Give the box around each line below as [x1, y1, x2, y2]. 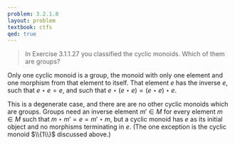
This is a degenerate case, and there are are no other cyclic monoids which [7, 100, 229, 109]
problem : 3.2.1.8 [7, 10, 59, 18]
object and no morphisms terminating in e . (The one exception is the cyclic [7, 122, 226, 131]
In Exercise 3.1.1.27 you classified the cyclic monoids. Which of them [24, 50, 226, 58]
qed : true [7, 30, 37, 38]
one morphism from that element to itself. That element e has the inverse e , [7, 79, 228, 87]
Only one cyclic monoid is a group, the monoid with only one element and [7, 71, 223, 80]
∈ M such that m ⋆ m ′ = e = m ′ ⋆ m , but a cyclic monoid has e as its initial [7, 115, 223, 124]
